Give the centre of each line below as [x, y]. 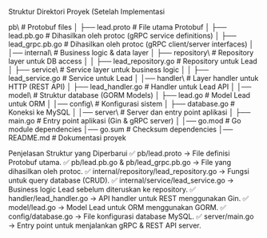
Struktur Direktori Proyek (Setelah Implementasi [87, 12]
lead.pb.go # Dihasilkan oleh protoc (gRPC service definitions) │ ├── [123, 36]
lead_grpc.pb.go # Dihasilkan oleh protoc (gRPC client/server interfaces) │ [131, 44]
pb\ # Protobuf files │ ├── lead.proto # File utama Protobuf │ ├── [118, 27]
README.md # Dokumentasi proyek [67, 138]
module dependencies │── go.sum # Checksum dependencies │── [121, 129]
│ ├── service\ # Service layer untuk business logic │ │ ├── [109, 70]
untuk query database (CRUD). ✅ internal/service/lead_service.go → [121, 180]
